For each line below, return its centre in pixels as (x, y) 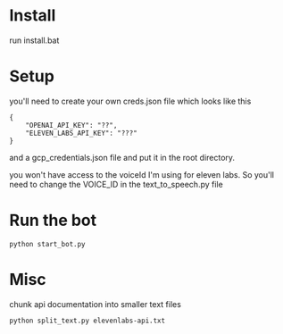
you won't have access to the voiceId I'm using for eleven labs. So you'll (142, 174)
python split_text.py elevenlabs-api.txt (87, 321)
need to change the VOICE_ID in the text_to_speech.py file (116, 184)
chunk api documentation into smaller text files (95, 304)
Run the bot (53, 221)
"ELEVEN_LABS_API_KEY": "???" (82, 133)
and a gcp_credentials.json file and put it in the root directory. (122, 157)
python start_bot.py (48, 244)
